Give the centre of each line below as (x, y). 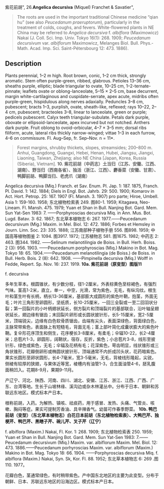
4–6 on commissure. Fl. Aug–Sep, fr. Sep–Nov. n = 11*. (60, 138)
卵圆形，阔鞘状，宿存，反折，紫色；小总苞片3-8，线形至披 (96, 339)
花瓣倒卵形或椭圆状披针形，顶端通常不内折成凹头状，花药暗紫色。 (92, 351)
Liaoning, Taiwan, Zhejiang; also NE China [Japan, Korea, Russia (82, 158)
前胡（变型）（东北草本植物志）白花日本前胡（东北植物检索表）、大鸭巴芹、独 (82, 415)
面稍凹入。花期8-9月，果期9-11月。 (41, 370)
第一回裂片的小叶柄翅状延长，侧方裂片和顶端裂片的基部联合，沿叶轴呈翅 (86, 309)
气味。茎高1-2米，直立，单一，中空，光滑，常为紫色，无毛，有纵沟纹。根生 (81, 290)
